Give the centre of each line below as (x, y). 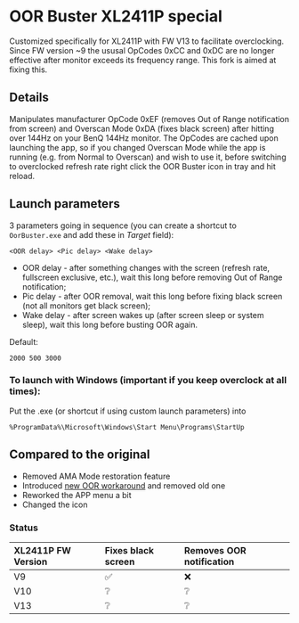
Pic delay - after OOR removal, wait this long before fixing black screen (152, 296)
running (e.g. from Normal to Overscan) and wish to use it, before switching (148, 157)
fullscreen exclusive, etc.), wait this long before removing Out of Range (152, 277)
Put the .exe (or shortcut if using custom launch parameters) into (128, 411)
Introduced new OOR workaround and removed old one (124, 485)
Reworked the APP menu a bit (77, 495)
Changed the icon (55, 504)
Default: (24, 341)
